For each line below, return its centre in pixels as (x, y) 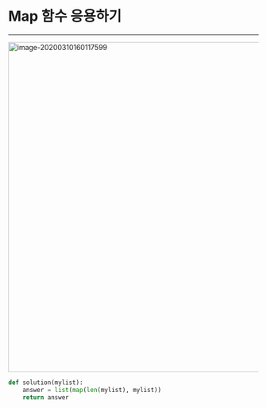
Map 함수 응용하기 (65, 16)
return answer (46, 397)
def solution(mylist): (46, 383)
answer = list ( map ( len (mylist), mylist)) (92, 390)
